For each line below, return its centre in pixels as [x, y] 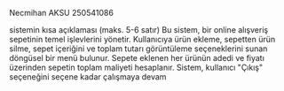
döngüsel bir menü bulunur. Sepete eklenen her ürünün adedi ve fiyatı [137, 58]
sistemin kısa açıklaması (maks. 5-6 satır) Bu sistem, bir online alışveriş [139, 30]
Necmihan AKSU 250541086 [61, 13]
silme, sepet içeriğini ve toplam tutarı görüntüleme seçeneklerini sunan [138, 49]
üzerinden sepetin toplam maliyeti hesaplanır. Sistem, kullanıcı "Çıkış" [136, 67]
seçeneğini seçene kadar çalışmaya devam [88, 77]
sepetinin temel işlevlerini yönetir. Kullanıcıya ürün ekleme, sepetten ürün [142, 39]
